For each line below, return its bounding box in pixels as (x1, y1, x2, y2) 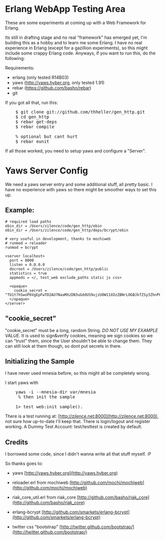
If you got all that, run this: (5, 99, 58, 105)
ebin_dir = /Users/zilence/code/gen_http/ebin (5, 223, 102, 228)
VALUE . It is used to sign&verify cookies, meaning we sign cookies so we (5, 332, 153, 338)
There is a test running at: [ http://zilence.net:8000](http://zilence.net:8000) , (5, 413, 159, 419)
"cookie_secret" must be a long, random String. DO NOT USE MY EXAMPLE (5, 327, 158, 333)
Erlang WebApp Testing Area (5, 3, 126, 15)
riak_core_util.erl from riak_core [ (12, 494, 79, 500)
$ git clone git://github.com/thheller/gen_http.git (15, 109, 145, 115)
